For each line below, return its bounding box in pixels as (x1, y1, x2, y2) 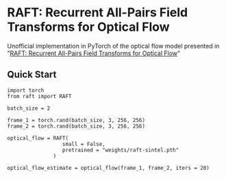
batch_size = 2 (7, 104, 51, 112)
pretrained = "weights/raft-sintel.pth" (62, 147, 179, 153)
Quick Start (7, 69, 57, 80)
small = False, (62, 140, 106, 147)
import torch (7, 87, 45, 93)
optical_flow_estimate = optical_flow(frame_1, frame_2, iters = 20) (7, 164, 210, 171)
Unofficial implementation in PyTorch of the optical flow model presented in (7, 42, 220, 50)
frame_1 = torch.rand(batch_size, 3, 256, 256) (7, 117, 146, 123)
